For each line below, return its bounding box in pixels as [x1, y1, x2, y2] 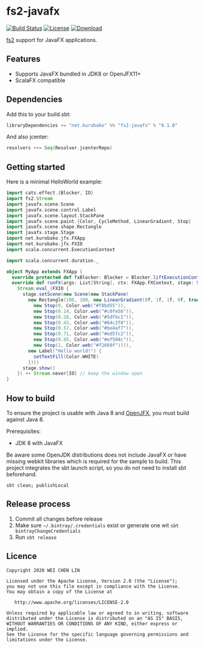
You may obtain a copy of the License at [6, 588, 113, 595]
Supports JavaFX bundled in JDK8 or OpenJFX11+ [15, 70, 141, 77]
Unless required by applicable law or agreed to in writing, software [6, 610, 189, 616]
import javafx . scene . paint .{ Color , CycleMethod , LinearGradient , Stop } [6, 218, 191, 224]
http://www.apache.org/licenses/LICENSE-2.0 [14, 599, 129, 605]
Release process [6, 499, 71, 510]
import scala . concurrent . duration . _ [6, 257, 99, 263]
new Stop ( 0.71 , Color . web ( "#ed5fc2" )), [33, 331, 135, 337]
